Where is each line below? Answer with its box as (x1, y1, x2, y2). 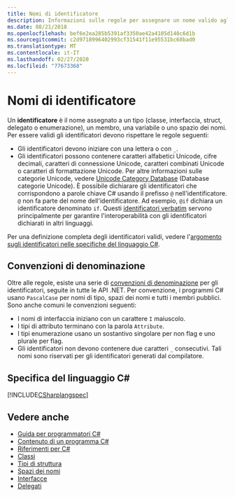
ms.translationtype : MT (7, 43, 77, 50)
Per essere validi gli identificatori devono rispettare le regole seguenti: (7, 130, 209, 139)
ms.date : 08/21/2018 (7, 23, 68, 30)
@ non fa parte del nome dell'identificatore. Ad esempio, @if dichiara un (17, 196, 222, 205)
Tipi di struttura (17, 460, 62, 468)
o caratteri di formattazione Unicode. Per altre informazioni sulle (17, 166, 203, 175)
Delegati (17, 482, 42, 490)
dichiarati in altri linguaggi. (17, 219, 94, 227)
